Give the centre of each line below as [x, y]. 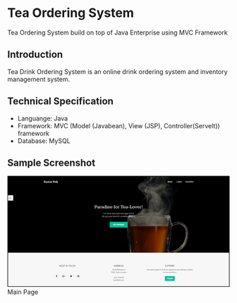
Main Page [23, 292]
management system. [39, 79]
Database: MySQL [44, 141]
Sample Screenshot [51, 162]
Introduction [35, 55]
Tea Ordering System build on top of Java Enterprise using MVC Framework [117, 32]
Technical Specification [61, 101]
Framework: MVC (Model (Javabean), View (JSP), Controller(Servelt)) [119, 125]
